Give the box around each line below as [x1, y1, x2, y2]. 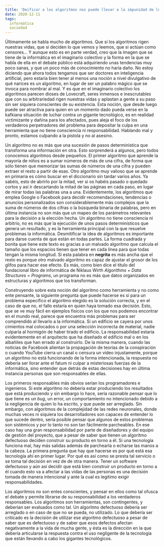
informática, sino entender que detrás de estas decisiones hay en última [5, 365, 150, 371]
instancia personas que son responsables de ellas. [5, 371, 107, 377]
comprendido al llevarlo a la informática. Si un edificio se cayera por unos [5, 318, 153, 324]
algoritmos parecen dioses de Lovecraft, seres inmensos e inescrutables [5, 91, 151, 97]
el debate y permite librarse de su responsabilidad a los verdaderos [5, 494, 141, 500]
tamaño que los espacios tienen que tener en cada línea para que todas [5, 246, 149, 253]
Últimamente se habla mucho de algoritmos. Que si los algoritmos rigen [5, 39, 149, 45]
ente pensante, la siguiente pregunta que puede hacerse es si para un [5, 292, 146, 298]
